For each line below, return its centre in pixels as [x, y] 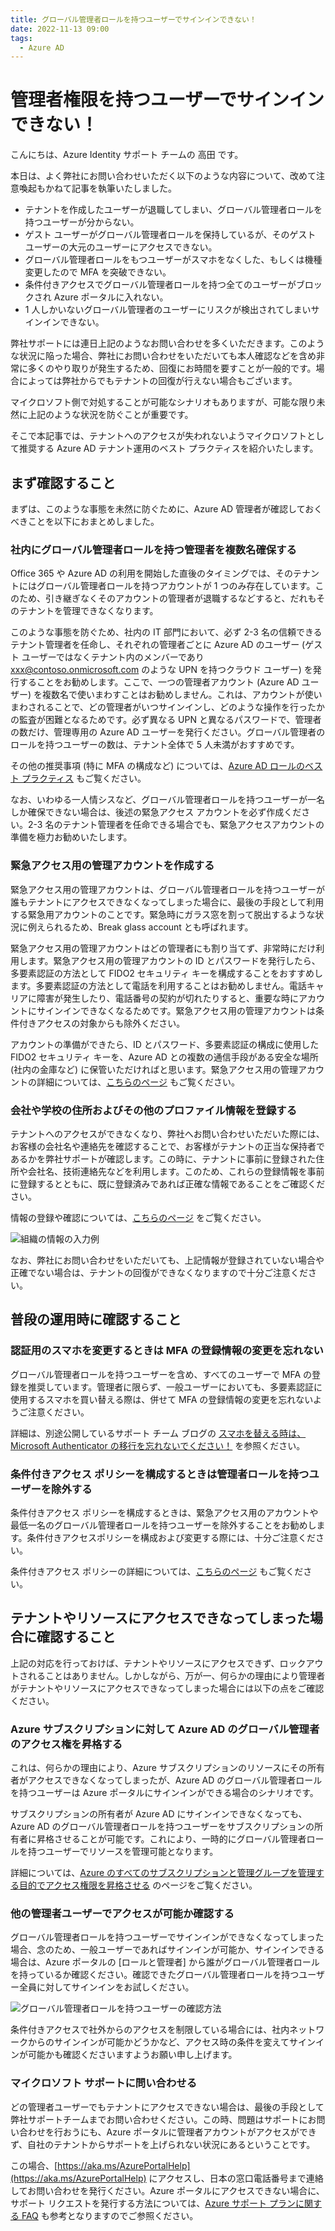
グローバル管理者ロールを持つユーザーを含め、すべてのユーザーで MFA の [161, 1374]
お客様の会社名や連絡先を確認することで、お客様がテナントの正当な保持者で [168, 1146]
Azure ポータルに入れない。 [111, 297]
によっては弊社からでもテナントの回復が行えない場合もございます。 [158, 381]
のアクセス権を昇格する [66, 1744]
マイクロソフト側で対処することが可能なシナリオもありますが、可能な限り [163, 402]
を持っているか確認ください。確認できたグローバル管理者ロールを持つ [155, 1975]
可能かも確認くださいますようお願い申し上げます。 [132, 2055]
